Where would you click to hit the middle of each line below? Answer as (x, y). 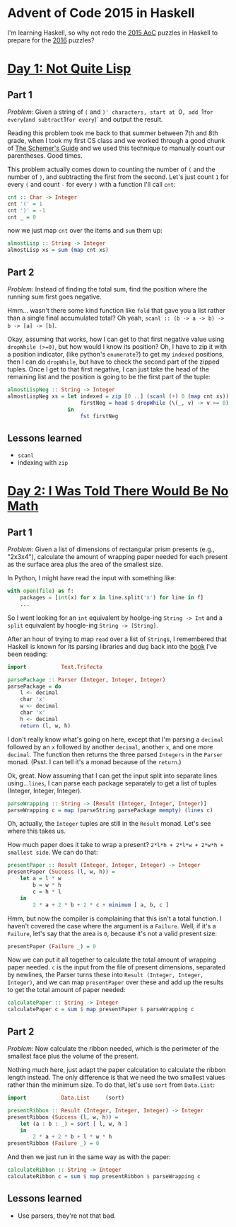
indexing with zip (43, 463)
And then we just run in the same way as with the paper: (89, 1157)
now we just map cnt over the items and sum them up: (85, 231)
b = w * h (47, 885)
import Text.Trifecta (55, 667)
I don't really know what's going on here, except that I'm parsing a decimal (116, 739)
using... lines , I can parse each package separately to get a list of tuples (112, 783)
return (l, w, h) (46, 726)
